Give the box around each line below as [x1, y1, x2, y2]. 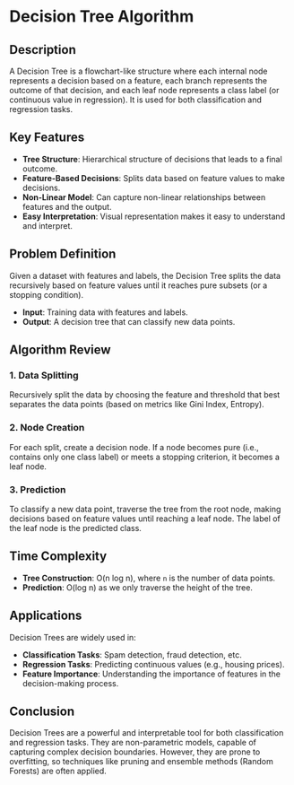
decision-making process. [22, 677, 119, 688]
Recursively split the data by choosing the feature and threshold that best [9, 389, 281, 400]
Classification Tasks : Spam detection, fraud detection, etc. [22, 649, 242, 660]
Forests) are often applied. [9, 765, 108, 777]
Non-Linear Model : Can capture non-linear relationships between [22, 191, 266, 203]
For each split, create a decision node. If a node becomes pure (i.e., [9, 441, 260, 452]
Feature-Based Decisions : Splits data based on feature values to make [22, 172, 285, 183]
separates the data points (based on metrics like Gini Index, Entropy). [9, 399, 264, 410]
